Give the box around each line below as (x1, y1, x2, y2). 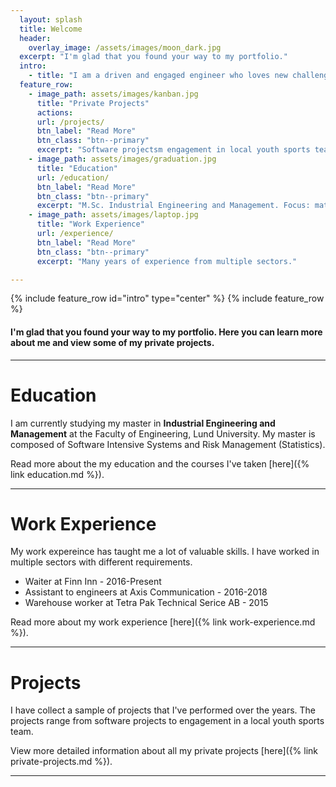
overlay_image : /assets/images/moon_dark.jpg (28, 42, 222, 53)
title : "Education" (36, 163, 118, 173)
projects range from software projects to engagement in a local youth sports (10, 715, 325, 727)
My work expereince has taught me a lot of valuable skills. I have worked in (10, 546, 320, 558)
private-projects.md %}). (10, 756, 113, 768)
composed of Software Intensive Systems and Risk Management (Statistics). (10, 438, 326, 450)
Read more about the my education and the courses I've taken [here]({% (10, 457, 310, 470)
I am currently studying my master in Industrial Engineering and (10, 417, 276, 429)
